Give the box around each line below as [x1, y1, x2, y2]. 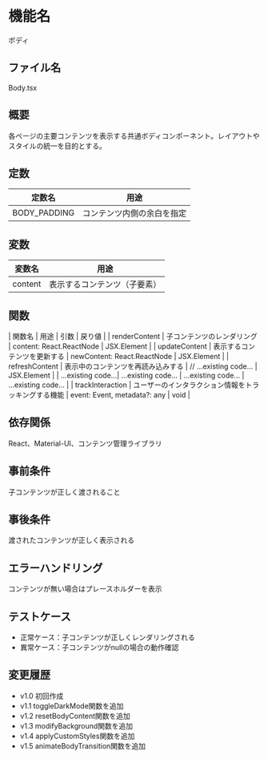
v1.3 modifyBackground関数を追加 [19, 721, 134, 730]
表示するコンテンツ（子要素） [49, 279, 162, 290]
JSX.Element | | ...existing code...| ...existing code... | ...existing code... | [8, 370, 245, 380]
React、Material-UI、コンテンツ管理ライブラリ [8, 438, 162, 448]
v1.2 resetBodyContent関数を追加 [19, 711, 130, 721]
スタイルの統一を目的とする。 [8, 141, 106, 151]
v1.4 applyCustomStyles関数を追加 [19, 731, 135, 741]
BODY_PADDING [12, 208, 74, 219]
